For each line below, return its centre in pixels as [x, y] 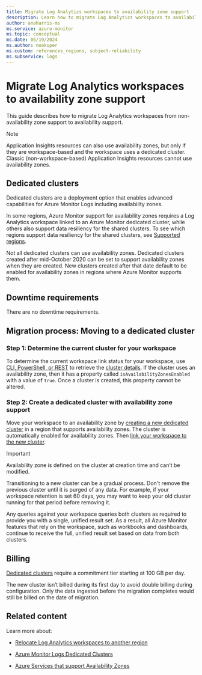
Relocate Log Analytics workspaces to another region [81, 642]
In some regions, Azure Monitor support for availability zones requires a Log [100, 216]
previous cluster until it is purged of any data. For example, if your [88, 490]
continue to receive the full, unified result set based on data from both [93, 533]
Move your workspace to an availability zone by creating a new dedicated [97, 423]
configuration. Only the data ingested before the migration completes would [100, 591]
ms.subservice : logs [32, 57]
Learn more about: [29, 631]
